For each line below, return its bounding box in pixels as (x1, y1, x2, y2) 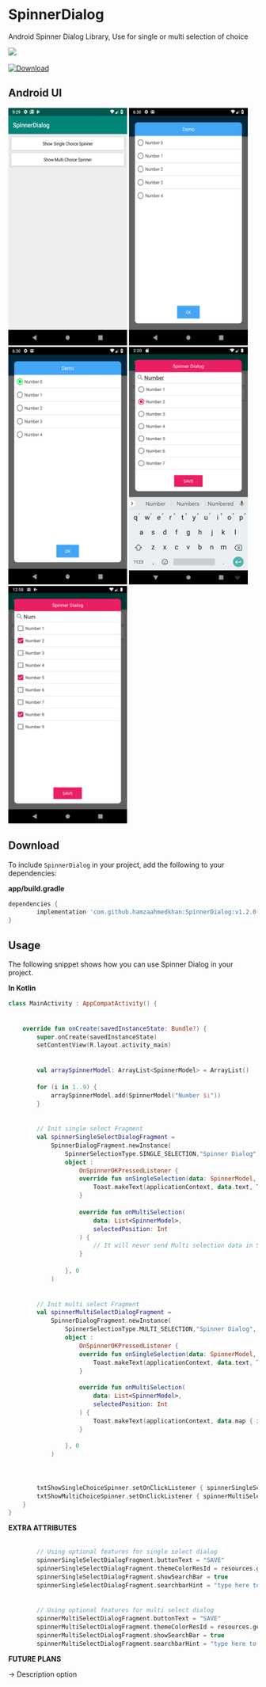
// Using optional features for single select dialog (36, 1548, 218, 1556)
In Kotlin (8, 983, 36, 993)
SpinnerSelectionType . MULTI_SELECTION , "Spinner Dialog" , (64, 1325, 257, 1333)
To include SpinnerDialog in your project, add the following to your (8, 860, 225, 869)
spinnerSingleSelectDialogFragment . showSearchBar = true (36, 1573, 228, 1581)
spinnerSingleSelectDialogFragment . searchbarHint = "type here (36, 1581, 249, 1589)
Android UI (8, 86, 63, 100)
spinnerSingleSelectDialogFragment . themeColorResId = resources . (36, 1564, 257, 1572)
